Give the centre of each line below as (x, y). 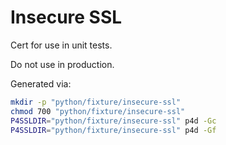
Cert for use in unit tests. (61, 45)
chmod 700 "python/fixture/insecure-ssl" (98, 111)
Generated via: (41, 83)
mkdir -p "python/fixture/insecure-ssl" (96, 102)
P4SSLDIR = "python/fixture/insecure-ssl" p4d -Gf (113, 130)
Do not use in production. (62, 64)
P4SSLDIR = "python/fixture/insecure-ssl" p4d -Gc (113, 121)
